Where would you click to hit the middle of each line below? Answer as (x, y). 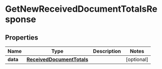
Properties (22, 37)
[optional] (137, 59)
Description (107, 51)
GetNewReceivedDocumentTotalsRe (81, 9)
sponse (21, 19)
